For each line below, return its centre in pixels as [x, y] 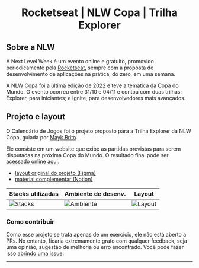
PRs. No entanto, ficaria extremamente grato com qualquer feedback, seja [97, 241]
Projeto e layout [36, 117]
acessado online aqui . [33, 161]
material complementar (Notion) [54, 179]
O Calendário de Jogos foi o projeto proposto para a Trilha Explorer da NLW [99, 131]
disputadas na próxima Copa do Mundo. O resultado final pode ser [87, 155]
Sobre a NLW [31, 47]
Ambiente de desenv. [95, 194]
